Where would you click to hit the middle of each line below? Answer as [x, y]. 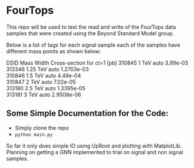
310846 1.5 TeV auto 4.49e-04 [44, 75]
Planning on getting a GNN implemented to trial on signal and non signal [95, 152]
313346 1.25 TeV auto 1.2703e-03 [48, 69]
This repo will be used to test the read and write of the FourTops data [91, 27]
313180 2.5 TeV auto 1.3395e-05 [46, 88]
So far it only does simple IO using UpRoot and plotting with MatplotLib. [94, 146]
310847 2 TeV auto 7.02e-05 [41, 82]
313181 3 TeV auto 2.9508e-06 [44, 94]
